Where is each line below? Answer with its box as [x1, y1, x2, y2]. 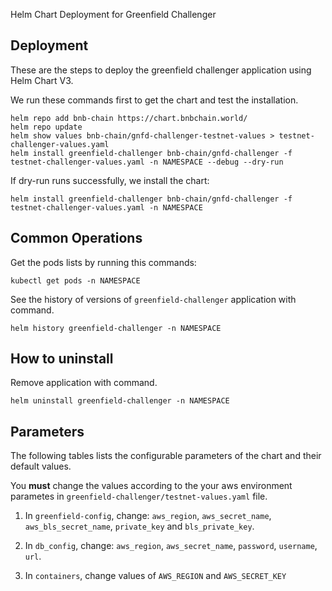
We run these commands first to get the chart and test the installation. [10, 94, 299, 106]
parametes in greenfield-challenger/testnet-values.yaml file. [10, 490, 268, 503]
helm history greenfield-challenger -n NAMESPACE [10, 323, 222, 333]
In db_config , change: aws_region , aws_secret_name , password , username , [24, 540, 318, 552]
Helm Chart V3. [10, 74, 74, 86]
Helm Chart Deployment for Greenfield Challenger [10, 9, 217, 20]
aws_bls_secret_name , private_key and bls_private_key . [24, 520, 255, 533]
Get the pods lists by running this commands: [10, 256, 197, 268]
